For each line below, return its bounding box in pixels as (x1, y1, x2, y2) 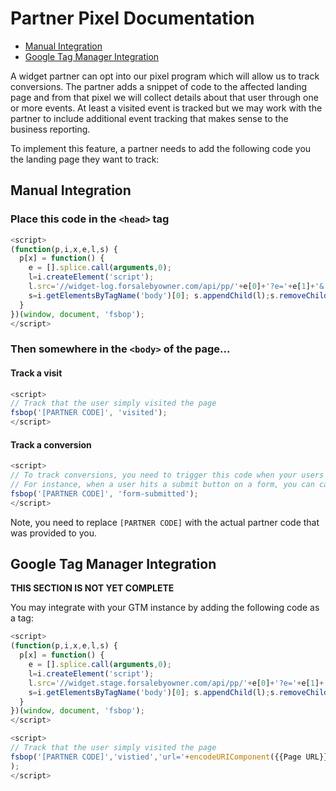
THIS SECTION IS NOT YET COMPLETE (10, 582, 175, 594)
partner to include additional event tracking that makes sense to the (10, 112, 289, 124)
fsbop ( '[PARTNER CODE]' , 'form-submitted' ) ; (10, 488, 199, 499)
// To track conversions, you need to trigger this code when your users (10, 470, 325, 481)
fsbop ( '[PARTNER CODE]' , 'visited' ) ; (10, 408, 168, 418)
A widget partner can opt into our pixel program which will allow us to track (10, 70, 320, 82)
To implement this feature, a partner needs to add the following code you (10, 142, 312, 154)
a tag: (10, 612, 34, 624)
